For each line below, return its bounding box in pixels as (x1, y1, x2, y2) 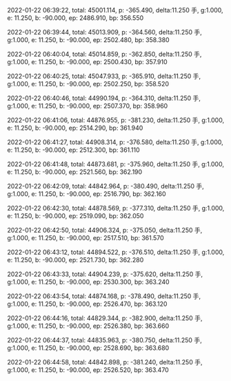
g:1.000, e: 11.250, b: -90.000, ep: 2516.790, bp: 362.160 (7, 190, 167, 198)
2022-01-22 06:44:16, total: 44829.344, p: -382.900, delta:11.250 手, (7, 314, 203, 322)
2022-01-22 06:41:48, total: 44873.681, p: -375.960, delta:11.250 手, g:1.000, (7, 160, 224, 168)
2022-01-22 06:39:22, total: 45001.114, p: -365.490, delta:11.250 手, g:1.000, (7, 6, 223, 14)
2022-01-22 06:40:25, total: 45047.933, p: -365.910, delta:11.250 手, (7, 72, 201, 80)
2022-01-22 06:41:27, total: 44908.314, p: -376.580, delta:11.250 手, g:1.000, (7, 138, 223, 146)
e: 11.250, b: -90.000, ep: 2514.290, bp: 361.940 (7, 124, 143, 132)
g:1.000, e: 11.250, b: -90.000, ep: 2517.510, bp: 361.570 (7, 234, 164, 242)
